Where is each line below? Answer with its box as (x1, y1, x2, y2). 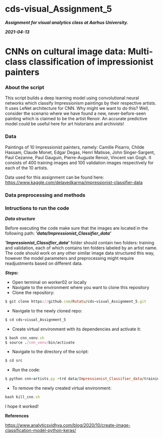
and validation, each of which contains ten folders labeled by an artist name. (5, 245, 158, 251)
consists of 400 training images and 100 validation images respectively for (5, 160, 154, 165)
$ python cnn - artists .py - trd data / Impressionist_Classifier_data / (5, 376, 145, 382)
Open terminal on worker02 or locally (12, 279, 87, 285)
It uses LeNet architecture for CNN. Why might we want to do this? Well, (5, 106, 149, 111)
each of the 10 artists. (5, 164, 49, 171)
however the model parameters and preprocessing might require (5, 255, 134, 261)
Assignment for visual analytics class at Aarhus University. (5, 19, 129, 25)
